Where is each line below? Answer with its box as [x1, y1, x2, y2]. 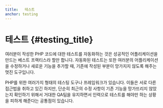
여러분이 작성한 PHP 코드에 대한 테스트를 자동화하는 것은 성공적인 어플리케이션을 [5, 51, 158, 57]
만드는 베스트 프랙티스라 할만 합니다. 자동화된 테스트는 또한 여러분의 [5, 57, 134, 63]
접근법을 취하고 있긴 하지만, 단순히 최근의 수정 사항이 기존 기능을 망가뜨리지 [5, 86, 148, 91]
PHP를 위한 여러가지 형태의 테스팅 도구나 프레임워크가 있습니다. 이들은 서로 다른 [5, 80, 157, 86]
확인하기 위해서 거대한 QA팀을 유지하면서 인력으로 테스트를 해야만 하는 [14, 92, 147, 98]
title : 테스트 [5, 7, 35, 12]
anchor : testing [5, 12, 38, 17]
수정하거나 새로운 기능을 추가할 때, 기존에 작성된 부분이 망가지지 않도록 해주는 [10, 63, 157, 69]
